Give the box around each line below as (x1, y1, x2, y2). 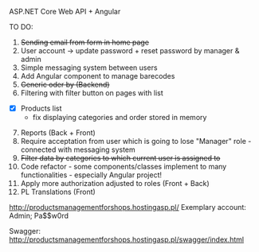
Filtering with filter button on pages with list (20, 88, 163, 98)
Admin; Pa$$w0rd (9, 211, 69, 221)
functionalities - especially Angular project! (20, 170, 163, 180)
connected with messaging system (20, 145, 136, 154)
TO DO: (9, 22, 34, 31)
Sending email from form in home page (20, 37, 150, 47)
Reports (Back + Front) (20, 128, 96, 138)
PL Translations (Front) (20, 187, 96, 197)
